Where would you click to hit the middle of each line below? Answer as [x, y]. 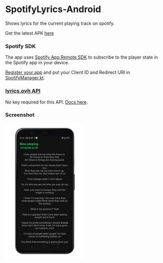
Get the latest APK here [30, 33]
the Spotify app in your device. [37, 63]
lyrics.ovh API [23, 91]
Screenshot [20, 115]
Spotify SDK [21, 46]
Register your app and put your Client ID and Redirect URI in [68, 72]
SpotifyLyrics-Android [53, 9]
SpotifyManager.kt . [25, 78]
